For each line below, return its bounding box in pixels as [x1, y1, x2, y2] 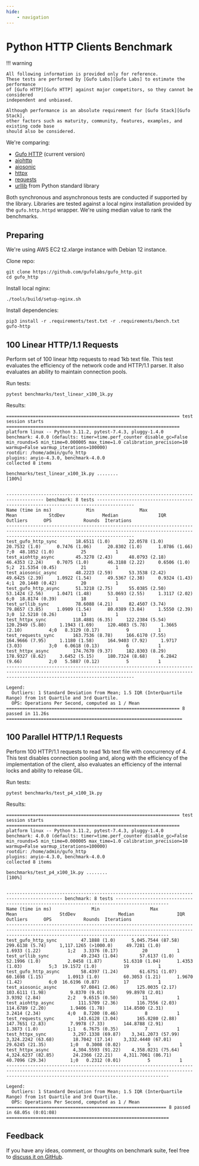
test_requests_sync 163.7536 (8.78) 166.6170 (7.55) [6, 633, 167, 639]
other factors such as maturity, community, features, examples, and [6, 118, 183, 124]
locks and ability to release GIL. [6, 767, 83, 774]
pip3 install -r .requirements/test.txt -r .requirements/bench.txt [6, 318, 180, 324]
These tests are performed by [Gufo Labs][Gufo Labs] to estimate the [6, 76, 185, 82]
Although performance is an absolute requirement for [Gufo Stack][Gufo [6, 108, 191, 114]
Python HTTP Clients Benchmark [6, 40, 173, 54]
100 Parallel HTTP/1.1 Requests [6, 732, 123, 743]
